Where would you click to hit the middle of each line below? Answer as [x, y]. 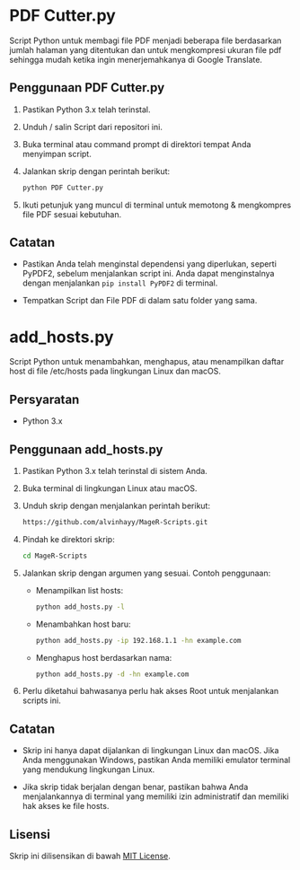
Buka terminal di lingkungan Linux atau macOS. [110, 488]
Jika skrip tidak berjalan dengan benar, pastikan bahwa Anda [135, 787]
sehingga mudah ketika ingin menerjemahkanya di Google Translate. [136, 59]
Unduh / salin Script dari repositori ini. [93, 127]
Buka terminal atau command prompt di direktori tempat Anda [137, 144]
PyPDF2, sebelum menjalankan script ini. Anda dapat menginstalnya [148, 274]
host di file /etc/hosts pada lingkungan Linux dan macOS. [115, 371]
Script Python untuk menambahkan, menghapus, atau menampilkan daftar [147, 362]
